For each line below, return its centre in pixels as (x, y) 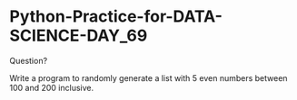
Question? (29, 60)
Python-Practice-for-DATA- (116, 17)
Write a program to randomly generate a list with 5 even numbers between (148, 77)
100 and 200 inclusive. (51, 87)
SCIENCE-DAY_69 (79, 36)
